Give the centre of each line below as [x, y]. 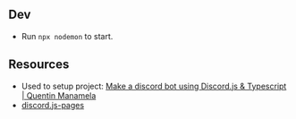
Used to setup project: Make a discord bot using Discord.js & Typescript [154, 86]
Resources [39, 65]
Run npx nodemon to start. [67, 36]
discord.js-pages [53, 105]
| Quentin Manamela [59, 95]
